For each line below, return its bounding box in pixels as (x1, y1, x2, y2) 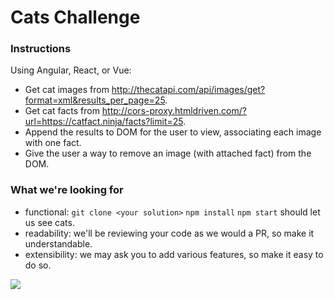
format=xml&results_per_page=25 (24, 94, 166, 106)
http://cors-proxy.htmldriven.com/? (101, 105, 247, 117)
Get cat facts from (24, 105, 100, 117)
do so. (24, 259, 52, 271)
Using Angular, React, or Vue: (10, 64, 132, 76)
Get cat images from (24, 84, 110, 96)
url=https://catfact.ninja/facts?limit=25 (24, 116, 184, 128)
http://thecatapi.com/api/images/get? (111, 84, 266, 96)
